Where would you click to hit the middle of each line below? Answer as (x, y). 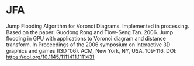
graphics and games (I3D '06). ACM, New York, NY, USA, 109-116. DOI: (91, 50)
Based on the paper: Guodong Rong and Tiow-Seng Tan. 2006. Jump (90, 32)
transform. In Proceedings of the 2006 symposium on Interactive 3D (88, 45)
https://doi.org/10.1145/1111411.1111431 (50, 57)
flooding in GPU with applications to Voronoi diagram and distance (86, 38)
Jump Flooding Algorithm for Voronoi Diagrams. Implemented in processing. (98, 26)
